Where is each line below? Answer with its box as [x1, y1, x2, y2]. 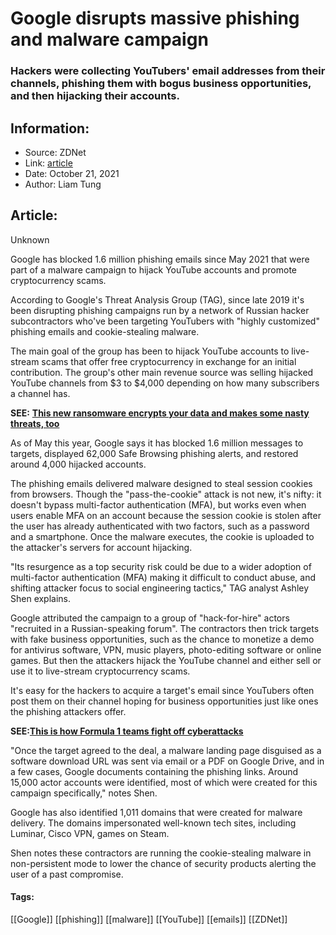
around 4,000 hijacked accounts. [10, 458, 147, 470]
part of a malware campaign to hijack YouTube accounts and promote [10, 263, 298, 276]
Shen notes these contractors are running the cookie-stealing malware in [10, 847, 312, 859]
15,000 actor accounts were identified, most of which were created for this [10, 776, 318, 788]
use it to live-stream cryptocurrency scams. [10, 665, 191, 677]
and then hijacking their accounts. [10, 89, 180, 103]
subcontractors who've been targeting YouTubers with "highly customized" [10, 315, 320, 327]
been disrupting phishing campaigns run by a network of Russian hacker [10, 304, 310, 316]
